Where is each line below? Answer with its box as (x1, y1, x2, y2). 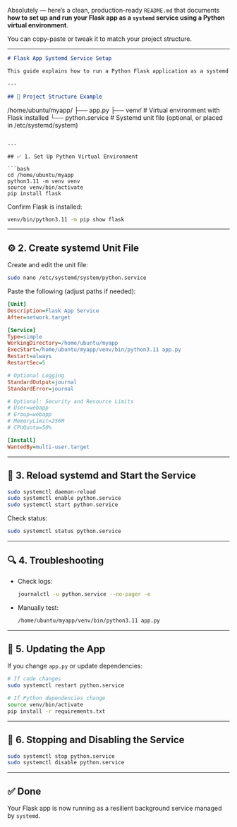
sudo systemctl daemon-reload (7, 488, 97, 496)
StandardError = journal (7, 385, 74, 392)
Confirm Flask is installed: (7, 202, 83, 211)
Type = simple (7, 333, 42, 341)
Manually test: (17, 603, 59, 612)
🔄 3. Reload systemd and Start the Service (7, 470, 196, 482)
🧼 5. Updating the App (7, 643, 106, 655)
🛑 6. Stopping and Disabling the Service (7, 734, 185, 746)
